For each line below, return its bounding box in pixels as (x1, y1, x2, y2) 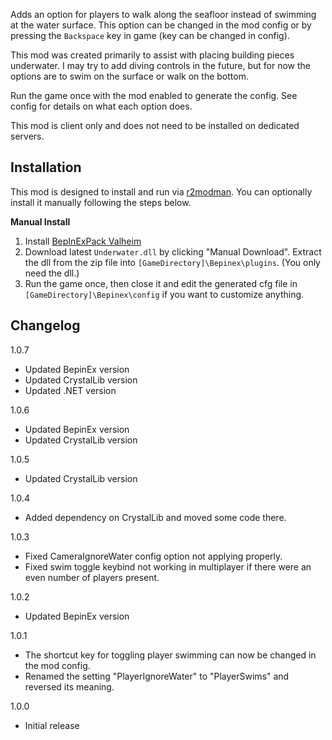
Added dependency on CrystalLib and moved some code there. (24, 511, 287, 523)
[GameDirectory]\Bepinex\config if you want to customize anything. (24, 288, 305, 300)
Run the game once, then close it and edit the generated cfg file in (24, 277, 298, 289)
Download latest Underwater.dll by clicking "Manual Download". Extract (24, 245, 322, 258)
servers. (10, 130, 45, 142)
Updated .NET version (24, 384, 117, 396)
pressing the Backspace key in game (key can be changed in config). (10, 30, 290, 41)
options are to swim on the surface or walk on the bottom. (10, 70, 249, 82)
